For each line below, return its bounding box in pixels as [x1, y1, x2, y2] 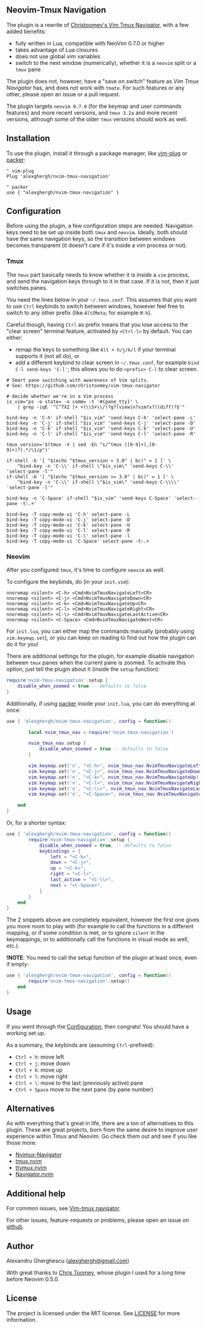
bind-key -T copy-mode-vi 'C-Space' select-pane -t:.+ [6, 538, 150, 544]
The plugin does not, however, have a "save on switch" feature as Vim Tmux [6, 77, 199, 85]
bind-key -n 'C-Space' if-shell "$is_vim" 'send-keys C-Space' [6, 495, 172, 502]
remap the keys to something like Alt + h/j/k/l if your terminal [15, 346, 176, 353]
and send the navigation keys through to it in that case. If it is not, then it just [6, 277, 199, 284]
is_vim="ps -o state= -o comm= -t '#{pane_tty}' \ [6, 399, 139, 405]
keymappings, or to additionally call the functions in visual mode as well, [6, 936, 189, 943]
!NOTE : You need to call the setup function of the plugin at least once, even [6, 954, 197, 961]
